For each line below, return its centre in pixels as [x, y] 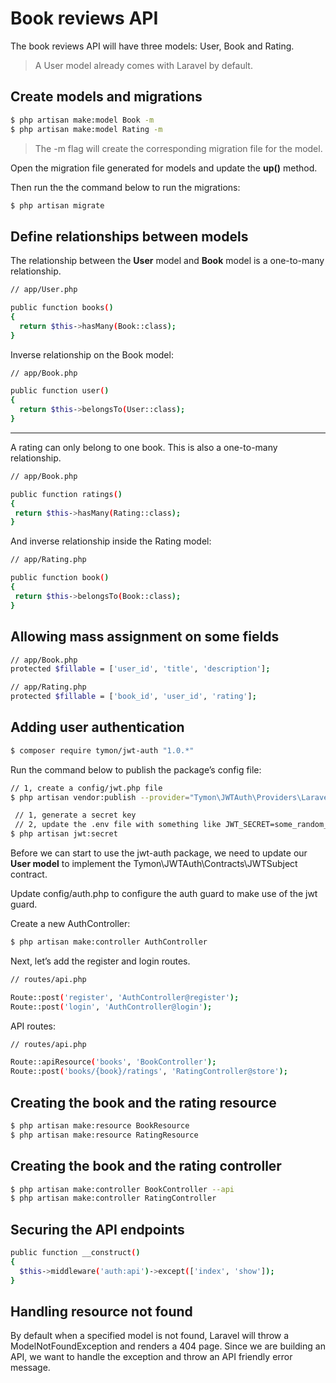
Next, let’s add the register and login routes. [100, 961]
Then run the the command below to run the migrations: [125, 187]
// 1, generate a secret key [75, 815]
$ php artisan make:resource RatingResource [104, 1135]
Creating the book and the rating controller [146, 1166]
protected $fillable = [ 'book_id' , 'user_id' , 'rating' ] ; [133, 697]
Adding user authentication [97, 727]
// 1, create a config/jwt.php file [86, 788]
